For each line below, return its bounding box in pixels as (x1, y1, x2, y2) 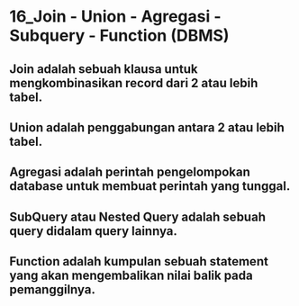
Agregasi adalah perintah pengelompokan (9, 165, 250, 180)
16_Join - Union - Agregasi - (9, 6, 222, 27)
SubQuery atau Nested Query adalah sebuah (9, 209, 266, 224)
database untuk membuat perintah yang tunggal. (9, 178, 291, 194)
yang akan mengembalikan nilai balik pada (9, 268, 254, 283)
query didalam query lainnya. (9, 223, 178, 238)
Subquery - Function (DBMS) (9, 25, 230, 46)
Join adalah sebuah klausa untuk (9, 61, 198, 76)
